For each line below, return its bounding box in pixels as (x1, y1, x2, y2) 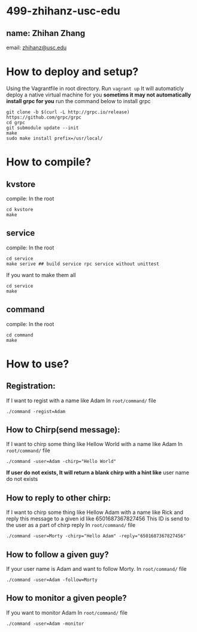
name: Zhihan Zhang (6, 28, 86, 38)
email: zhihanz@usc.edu (6, 44, 67, 51)
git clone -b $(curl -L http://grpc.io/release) (6, 109, 130, 115)
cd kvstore (6, 206, 34, 212)
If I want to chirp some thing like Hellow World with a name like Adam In (6, 441, 183, 448)
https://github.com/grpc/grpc (6, 114, 82, 121)
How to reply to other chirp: (6, 493, 111, 503)
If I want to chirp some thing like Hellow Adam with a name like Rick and (6, 508, 184, 516)
